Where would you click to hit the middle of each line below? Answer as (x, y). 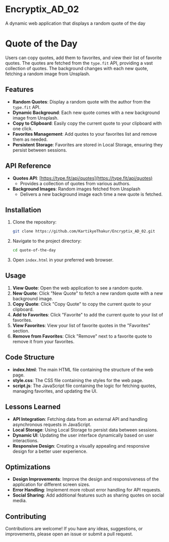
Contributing (26, 517)
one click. (23, 128)
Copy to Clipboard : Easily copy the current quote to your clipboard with (87, 123)
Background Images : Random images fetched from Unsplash (76, 189)
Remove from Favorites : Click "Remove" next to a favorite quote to (82, 336)
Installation (23, 210)
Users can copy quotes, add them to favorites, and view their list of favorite (83, 58)
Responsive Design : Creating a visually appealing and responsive (81, 446)
